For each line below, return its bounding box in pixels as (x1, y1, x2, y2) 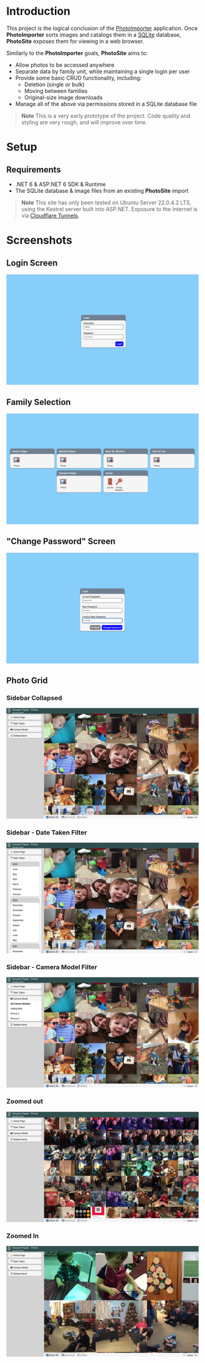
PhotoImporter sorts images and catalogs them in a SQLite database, (6, 31, 181, 38)
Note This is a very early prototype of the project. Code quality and (21, 112, 190, 119)
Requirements (6, 164, 61, 175)
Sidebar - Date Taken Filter (6, 828, 87, 836)
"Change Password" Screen (6, 536, 116, 546)
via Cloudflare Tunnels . (21, 212, 80, 219)
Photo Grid (6, 675, 48, 686)
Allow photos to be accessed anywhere (15, 61, 115, 69)
